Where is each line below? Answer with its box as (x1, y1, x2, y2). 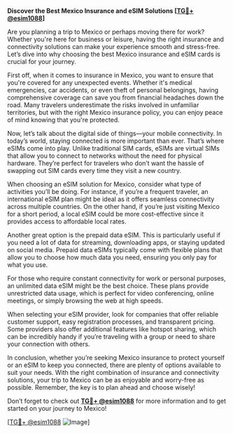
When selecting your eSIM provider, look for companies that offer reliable (7, 310, 219, 318)
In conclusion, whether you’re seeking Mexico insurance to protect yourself (7, 354, 225, 362)
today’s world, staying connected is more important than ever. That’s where (7, 137, 225, 145)
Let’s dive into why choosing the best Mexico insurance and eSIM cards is (7, 50, 220, 58)
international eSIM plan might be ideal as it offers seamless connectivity (7, 195, 215, 203)
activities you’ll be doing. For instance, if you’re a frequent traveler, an (7, 188, 209, 195)
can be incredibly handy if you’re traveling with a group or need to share (7, 333, 216, 341)
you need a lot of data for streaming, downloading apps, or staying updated (7, 238, 225, 247)
